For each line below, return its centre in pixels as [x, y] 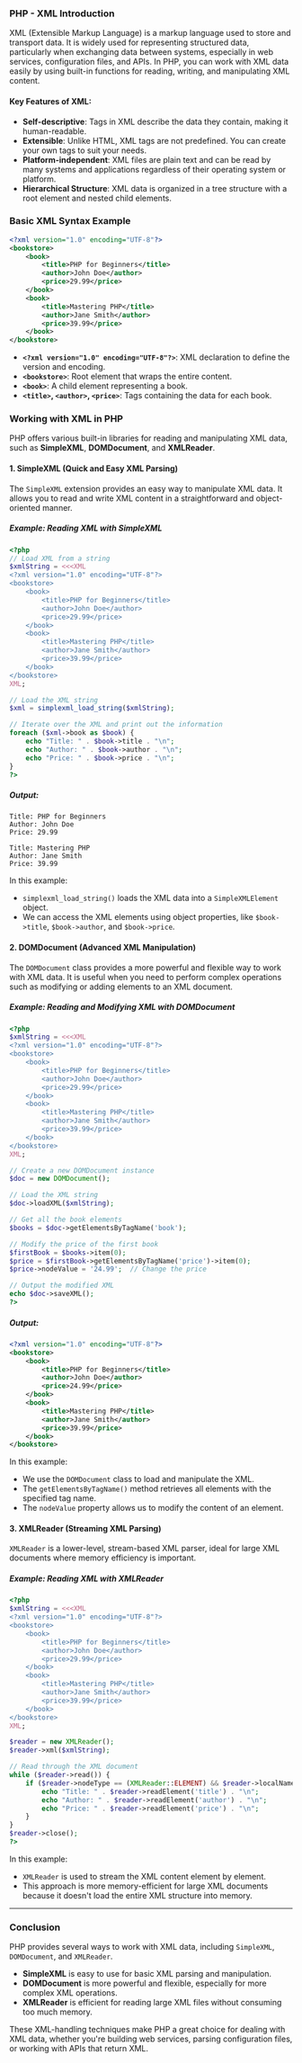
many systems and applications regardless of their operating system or [154, 169]
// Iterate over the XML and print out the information [116, 725]
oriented [25, 507]
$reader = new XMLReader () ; [62, 1742]
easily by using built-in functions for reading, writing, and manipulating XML [150, 71]
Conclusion [35, 1927]
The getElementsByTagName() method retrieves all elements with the [147, 1489]
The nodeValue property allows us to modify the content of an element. [153, 1508]
